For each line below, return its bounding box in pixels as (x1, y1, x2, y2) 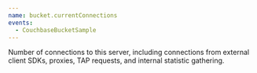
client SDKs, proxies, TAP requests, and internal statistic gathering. (8, 56, 225, 65)
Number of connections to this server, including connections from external (8, 48, 250, 57)
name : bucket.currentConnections (8, 11, 118, 20)
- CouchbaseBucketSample (15, 26, 97, 34)
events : (8, 19, 34, 27)
